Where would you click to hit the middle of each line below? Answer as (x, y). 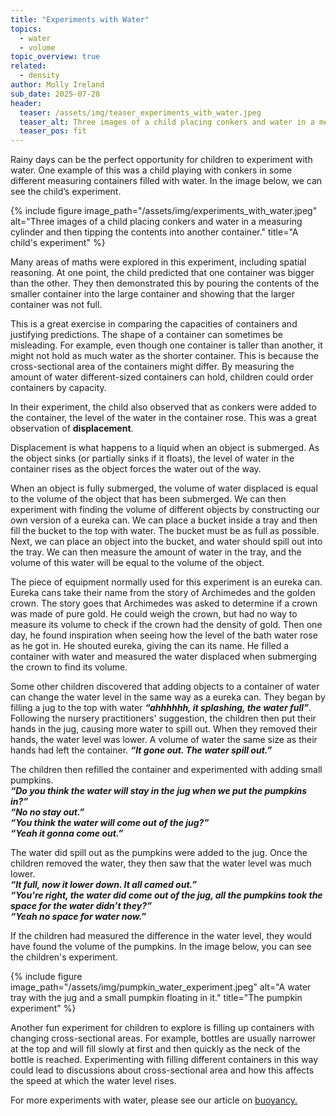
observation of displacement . (72, 428)
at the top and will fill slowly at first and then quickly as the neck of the (155, 1049)
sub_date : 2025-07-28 (55, 94)
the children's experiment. (64, 957)
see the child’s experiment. (66, 192)
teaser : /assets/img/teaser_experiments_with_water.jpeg (140, 112)
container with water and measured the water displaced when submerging (164, 657)
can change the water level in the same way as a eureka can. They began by (168, 697)
